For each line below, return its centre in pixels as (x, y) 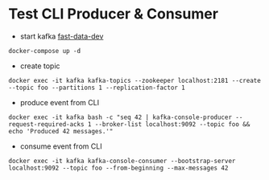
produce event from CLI (59, 102)
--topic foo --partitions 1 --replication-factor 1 (97, 88)
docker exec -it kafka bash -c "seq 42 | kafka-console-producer (120, 117)
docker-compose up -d (45, 51)
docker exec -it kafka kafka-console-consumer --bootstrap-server (122, 161)
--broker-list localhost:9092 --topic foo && (172, 124)
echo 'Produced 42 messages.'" (61, 131)
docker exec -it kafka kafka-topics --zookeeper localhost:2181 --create (135, 80)
